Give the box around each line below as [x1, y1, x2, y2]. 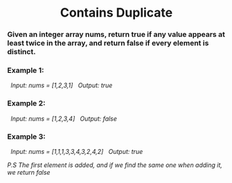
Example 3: [7, 132, 46, 141]
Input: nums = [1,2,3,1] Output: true [10, 81, 113, 89]
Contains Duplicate [60, 5, 173, 21]
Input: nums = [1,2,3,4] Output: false [10, 114, 118, 123]
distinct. [7, 47, 36, 57]
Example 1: [7, 66, 44, 76]
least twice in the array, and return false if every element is [7, 38, 209, 48]
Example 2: [7, 98, 46, 108]
